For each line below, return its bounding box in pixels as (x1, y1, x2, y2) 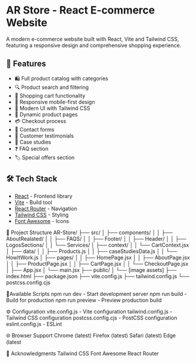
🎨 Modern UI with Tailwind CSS (14, 104, 90, 112)
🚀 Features (6, 59, 46, 69)
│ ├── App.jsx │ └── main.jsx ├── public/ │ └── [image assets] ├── (6, 266, 177, 274)
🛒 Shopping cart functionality (14, 92, 86, 99)
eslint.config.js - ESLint (6, 320, 62, 327)
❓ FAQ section (14, 145, 49, 152)
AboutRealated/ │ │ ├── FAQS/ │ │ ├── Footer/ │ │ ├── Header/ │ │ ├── (6, 235, 187, 242)
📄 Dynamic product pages (14, 111, 78, 118)
